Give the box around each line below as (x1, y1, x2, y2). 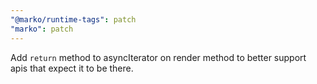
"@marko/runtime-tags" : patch (10, 14, 137, 25)
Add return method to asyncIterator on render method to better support (10, 51, 307, 63)
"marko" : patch (10, 24, 74, 34)
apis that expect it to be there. (10, 62, 134, 74)
